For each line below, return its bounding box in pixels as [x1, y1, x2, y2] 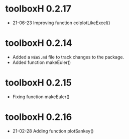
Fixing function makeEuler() [12, 94, 70, 100]
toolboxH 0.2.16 [5, 111, 72, 122]
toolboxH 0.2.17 [5, 3, 72, 15]
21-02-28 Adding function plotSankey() [12, 128, 94, 134]
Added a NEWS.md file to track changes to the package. [12, 54, 124, 60]
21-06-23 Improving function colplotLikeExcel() [12, 20, 110, 26]
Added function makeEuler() [12, 59, 71, 65]
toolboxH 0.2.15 [5, 77, 72, 89]
